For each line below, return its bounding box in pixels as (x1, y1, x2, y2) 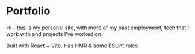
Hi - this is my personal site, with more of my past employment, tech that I (6, 24, 190, 31)
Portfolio (6, 4, 51, 18)
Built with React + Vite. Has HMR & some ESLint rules (6, 42, 138, 49)
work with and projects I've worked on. (6, 30, 103, 37)
